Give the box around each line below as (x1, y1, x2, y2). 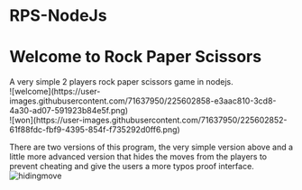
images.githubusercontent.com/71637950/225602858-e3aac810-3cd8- (9, 95, 277, 106)
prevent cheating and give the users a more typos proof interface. (9, 161, 254, 172)
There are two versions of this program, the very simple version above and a (9, 141, 294, 153)
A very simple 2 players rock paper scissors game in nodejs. (9, 77, 233, 87)
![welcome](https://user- (9, 86, 101, 97)
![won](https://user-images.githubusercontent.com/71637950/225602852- (9, 114, 288, 126)
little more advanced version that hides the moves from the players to (9, 151, 268, 162)
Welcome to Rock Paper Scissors (9, 47, 262, 68)
